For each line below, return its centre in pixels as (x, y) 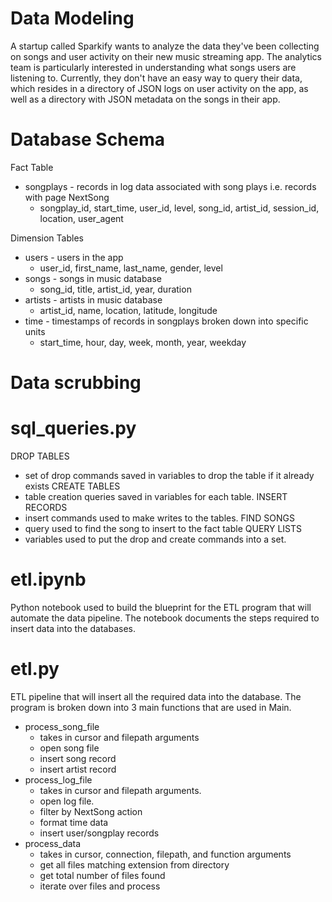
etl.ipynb (48, 579)
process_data (53, 843)
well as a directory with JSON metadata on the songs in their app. (145, 99)
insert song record (78, 758)
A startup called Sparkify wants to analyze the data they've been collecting (165, 46)
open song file (69, 748)
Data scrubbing (76, 383)
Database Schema (88, 139)
